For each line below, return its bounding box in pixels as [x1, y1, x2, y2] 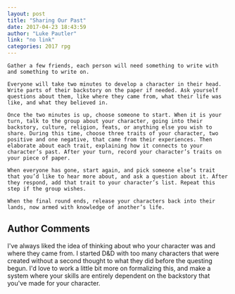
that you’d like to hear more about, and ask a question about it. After [7, 173, 229, 180]
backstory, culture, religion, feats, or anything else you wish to [7, 124, 212, 131]
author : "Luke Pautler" [7, 30, 77, 37]
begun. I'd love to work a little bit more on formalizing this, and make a [7, 264, 211, 272]
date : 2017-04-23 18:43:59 [7, 23, 87, 30]
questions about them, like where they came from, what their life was [7, 93, 222, 100]
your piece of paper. [7, 155, 71, 162]
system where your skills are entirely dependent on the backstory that [7, 271, 210, 280]
